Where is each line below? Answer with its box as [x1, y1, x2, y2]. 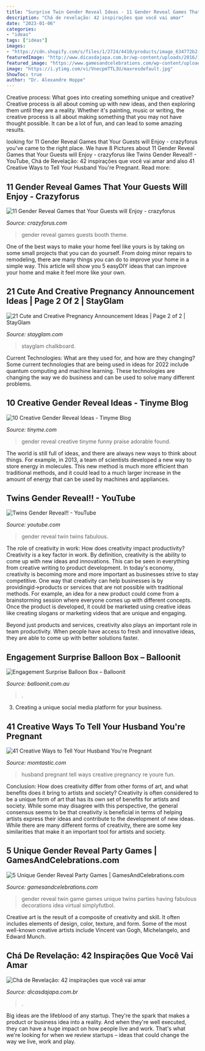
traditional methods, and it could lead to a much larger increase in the [6, 469, 181, 476]
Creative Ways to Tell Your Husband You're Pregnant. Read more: [6, 164, 171, 172]
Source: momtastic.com [6, 759, 67, 766]
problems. [6, 380, 32, 388]
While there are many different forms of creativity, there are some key [6, 822, 182, 829]
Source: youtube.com [6, 521, 61, 529]
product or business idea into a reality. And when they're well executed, [6, 1018, 187, 1025]
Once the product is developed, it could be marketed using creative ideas [6, 603, 191, 610]
